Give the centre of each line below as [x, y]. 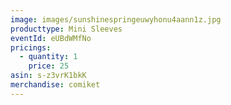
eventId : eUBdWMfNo [51, 38]
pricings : [31, 47]
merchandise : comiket [55, 85]
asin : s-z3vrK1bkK [48, 76]
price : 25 [49, 66]
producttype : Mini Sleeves [66, 29]
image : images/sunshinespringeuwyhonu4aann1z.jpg [116, 19]
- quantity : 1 [48, 57]
